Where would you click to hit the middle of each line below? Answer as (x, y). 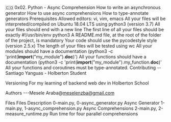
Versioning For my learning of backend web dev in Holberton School (77, 83)
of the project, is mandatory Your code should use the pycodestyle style (81, 40)
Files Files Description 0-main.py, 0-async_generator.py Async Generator (82, 103)
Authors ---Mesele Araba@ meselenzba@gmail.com (60, 93)
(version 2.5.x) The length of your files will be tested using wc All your (79, 46)
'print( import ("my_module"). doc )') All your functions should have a (76, 57)
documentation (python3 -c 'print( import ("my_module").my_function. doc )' (84, 62)
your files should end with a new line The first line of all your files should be (85, 29)
